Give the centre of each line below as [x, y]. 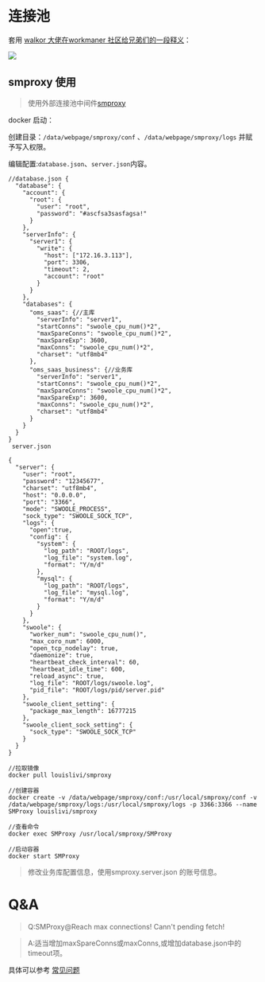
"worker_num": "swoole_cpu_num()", [88, 634]
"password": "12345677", [63, 481]
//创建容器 [24, 790]
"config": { [49, 537]
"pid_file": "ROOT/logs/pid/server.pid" [97, 690]
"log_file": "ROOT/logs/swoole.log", [92, 683]
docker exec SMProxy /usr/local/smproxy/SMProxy [90, 834]
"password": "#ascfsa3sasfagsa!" [92, 213]
